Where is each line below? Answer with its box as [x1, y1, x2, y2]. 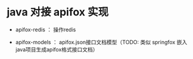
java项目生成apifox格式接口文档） [15, 45, 98, 53]
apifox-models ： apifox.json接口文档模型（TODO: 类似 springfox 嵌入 [15, 38, 188, 45]
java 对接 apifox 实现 [7, 5, 109, 19]
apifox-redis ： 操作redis [15, 26, 76, 33]
